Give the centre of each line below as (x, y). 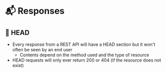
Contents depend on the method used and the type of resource (84, 55)
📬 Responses (35, 11)
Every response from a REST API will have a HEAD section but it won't (84, 44)
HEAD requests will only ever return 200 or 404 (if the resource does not (87, 60)
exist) (18, 65)
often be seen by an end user (42, 50)
